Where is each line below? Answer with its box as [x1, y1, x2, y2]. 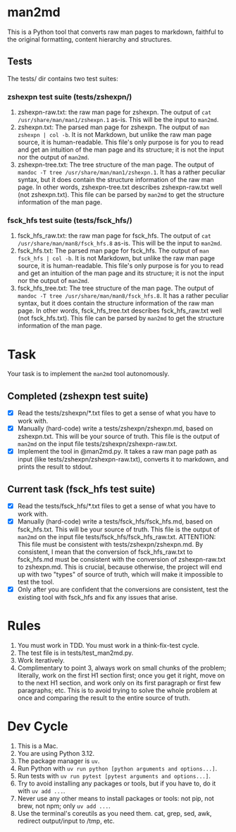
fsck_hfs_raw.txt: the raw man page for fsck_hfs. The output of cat [17, 231, 211, 240]
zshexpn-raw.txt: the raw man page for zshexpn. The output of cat [17, 108, 211, 116]
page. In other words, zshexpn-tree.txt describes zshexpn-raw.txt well [17, 183, 223, 191]
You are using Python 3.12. [17, 749, 95, 758]
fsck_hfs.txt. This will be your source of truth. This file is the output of [17, 525, 220, 533]
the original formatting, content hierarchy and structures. [7, 35, 173, 43]
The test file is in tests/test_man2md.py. [17, 649, 134, 657]
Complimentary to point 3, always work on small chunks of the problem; [17, 664, 227, 673]
